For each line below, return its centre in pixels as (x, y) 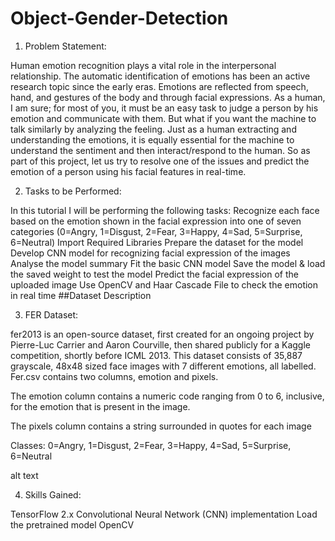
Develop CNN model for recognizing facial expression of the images (150, 253)
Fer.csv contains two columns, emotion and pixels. (114, 376)
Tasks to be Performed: (73, 191)
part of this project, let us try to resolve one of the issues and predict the (160, 161)
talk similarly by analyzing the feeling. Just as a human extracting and (153, 129)
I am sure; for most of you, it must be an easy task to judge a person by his (164, 108)
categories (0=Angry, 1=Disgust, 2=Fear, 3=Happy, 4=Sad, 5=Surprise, (156, 231)
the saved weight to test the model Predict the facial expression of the (154, 274)
